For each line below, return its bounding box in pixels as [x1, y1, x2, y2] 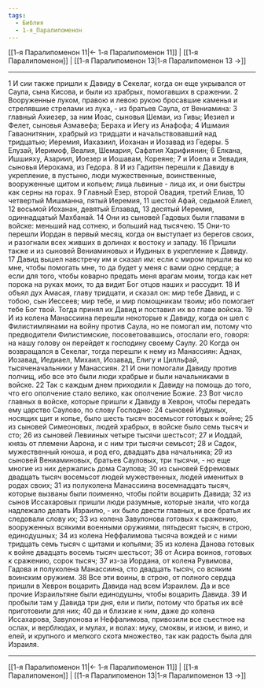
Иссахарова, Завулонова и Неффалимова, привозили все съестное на [8, 615, 246, 624]
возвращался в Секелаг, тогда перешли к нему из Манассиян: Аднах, [8, 347, 242, 356]
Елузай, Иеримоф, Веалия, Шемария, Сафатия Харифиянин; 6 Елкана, [8, 146, 243, 155]
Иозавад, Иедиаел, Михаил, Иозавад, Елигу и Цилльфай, [8, 355, 200, 365]
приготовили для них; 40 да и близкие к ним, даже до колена [8, 606, 215, 615]
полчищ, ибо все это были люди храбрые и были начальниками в [8, 372, 229, 381]
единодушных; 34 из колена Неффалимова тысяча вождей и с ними [8, 531, 237, 541]
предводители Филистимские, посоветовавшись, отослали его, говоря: [8, 330, 250, 340]
